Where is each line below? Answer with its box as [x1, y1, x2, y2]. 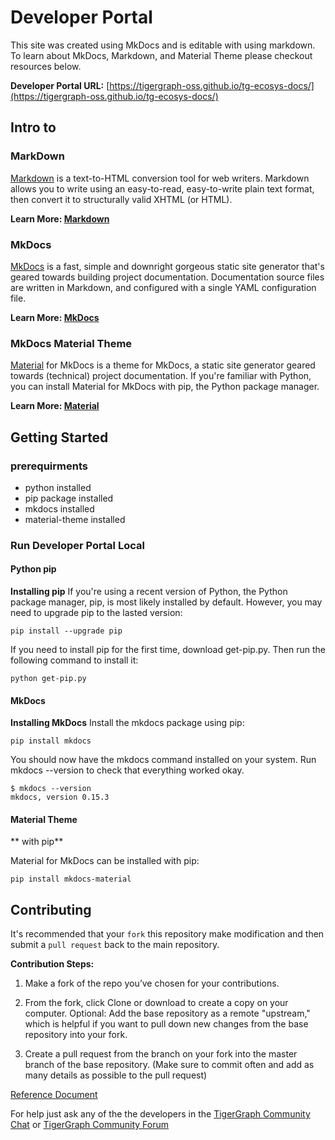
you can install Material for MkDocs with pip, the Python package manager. [10, 381, 320, 393]
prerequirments [10, 459, 88, 473]
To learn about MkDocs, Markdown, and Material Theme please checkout [10, 49, 313, 61]
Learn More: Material [10, 400, 100, 412]
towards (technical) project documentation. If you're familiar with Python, [10, 370, 312, 382]
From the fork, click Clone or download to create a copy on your [24, 997, 289, 1009]
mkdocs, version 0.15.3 [10, 792, 110, 803]
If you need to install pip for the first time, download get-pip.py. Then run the [10, 644, 326, 656]
